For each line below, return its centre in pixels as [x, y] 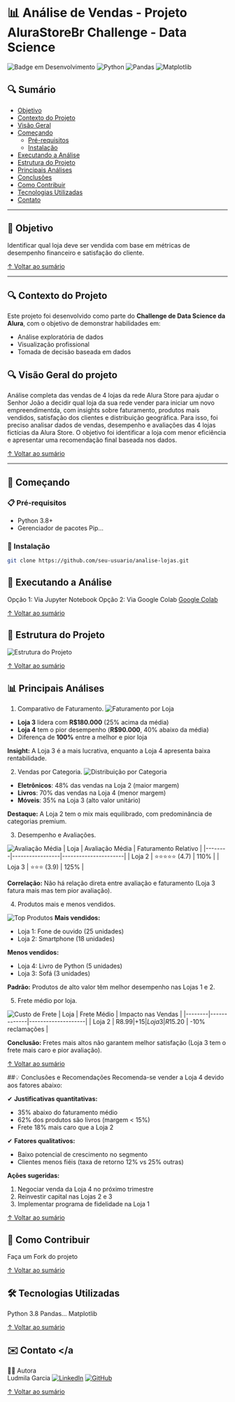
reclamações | [28, 1029]
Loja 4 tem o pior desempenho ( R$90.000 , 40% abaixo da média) [113, 730]
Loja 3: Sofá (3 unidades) [54, 973]
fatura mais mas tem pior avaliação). [59, 891]
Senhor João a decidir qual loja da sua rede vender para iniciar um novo [111, 403]
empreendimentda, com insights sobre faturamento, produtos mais [104, 410]
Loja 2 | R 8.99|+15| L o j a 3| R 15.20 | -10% [149, 1022]
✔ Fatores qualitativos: [41, 1141]
